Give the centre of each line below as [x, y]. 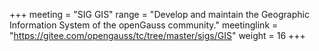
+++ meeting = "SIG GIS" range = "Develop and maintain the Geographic [159, 14]
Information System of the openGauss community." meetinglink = [144, 25]
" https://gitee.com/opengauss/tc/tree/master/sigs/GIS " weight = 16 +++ [157, 35]
